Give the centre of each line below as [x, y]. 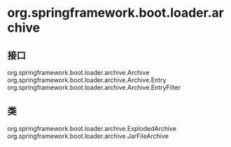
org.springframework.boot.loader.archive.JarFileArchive [88, 136]
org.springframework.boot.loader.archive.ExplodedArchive [92, 128]
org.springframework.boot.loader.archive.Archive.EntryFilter [94, 87]
